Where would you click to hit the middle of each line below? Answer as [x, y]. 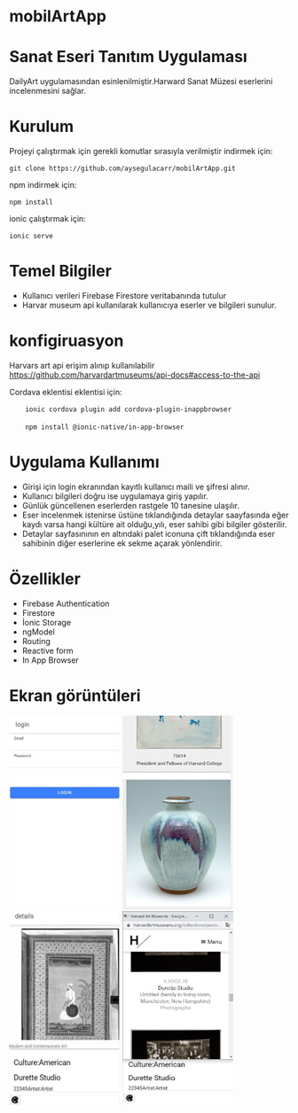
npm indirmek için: [43, 185]
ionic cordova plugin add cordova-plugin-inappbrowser [129, 409]
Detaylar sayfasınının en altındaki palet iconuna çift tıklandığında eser [148, 533]
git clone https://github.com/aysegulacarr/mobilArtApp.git [123, 169]
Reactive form [47, 650]
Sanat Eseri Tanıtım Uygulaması [129, 57]
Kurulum [42, 127]
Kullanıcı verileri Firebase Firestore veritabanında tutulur [124, 296]
